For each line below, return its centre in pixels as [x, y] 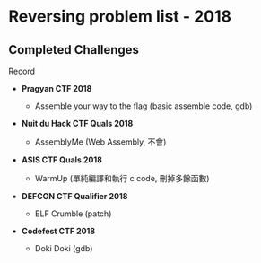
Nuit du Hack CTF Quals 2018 [77, 123]
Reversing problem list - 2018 [120, 17]
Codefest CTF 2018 [58, 231]
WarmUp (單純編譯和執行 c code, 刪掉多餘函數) [122, 178]
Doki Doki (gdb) [64, 248]
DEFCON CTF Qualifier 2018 [74, 196]
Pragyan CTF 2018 [57, 88]
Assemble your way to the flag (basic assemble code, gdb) [144, 106]
